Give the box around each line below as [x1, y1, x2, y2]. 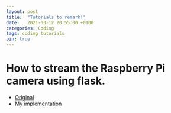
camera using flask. [6, 75, 105, 88]
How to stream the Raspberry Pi [6, 62, 166, 75]
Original [14, 93, 34, 101]
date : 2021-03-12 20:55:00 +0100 [6, 20, 94, 25]
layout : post [6, 8, 38, 15]
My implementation [14, 100, 62, 107]
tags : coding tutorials [6, 31, 65, 37]
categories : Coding [6, 25, 54, 31]
